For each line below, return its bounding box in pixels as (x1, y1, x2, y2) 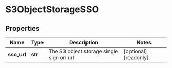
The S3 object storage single (48, 48, 118, 55)
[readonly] (123, 54, 149, 61)
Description (69, 39, 98, 46)
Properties (5, 24, 40, 33)
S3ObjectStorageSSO (5, 4, 99, 15)
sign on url (48, 54, 74, 61)
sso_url (8, 51, 27, 58)
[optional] (123, 48, 147, 55)
